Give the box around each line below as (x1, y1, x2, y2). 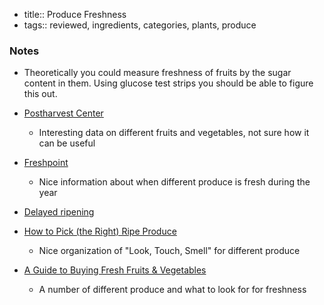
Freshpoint (23, 157, 69, 169)
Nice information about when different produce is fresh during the (38, 176, 311, 188)
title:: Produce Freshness (23, 9, 127, 20)
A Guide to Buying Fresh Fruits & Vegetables (23, 264, 207, 276)
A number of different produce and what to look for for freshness (38, 284, 307, 296)
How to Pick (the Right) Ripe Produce (23, 225, 177, 238)
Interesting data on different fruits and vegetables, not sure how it (38, 127, 310, 139)
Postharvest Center (23, 107, 104, 119)
